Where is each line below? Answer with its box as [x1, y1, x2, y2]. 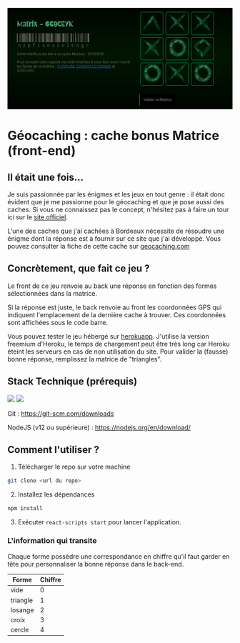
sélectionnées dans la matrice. [7, 289, 98, 297]
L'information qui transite [7, 536, 97, 546]
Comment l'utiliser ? [7, 444, 100, 456]
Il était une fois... [7, 171, 84, 183]
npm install [7, 505, 43, 512]
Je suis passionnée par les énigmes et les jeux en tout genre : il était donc [7, 190, 225, 199]
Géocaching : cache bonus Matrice [7, 128, 220, 144]
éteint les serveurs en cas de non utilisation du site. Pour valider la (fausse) [7, 347, 229, 356]
